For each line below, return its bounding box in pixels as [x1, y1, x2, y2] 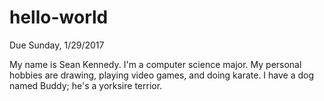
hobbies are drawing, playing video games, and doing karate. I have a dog [9, 69, 315, 81]
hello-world [9, 6, 109, 29]
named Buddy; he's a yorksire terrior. [9, 79, 163, 91]
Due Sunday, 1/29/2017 [9, 39, 105, 51]
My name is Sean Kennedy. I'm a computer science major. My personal [9, 58, 302, 70]
